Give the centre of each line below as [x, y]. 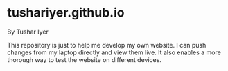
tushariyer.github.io [66, 13]
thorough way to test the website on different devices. [84, 59]
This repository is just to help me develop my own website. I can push [107, 45]
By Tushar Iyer [28, 32]
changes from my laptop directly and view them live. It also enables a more [114, 52]
